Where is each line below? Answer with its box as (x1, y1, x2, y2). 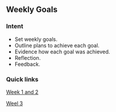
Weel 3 (6, 100, 23, 107)
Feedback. (14, 60, 40, 67)
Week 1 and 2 (6, 88, 39, 96)
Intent (6, 22, 23, 30)
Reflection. (14, 54, 41, 61)
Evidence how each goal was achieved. (14, 48, 110, 55)
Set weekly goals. (14, 35, 57, 43)
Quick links (6, 75, 39, 83)
